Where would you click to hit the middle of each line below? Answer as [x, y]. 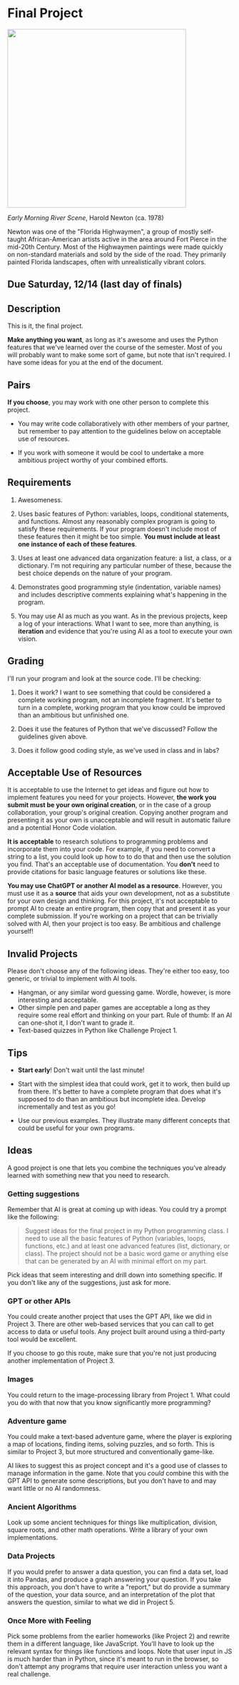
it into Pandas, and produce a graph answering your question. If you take [115, 1579]
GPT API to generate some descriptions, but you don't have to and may [112, 1481]
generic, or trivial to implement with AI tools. [72, 979]
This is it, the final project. [45, 326]
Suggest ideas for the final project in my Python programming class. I [127, 1231]
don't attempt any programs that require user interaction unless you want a [118, 1666]
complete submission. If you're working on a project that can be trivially [113, 916]
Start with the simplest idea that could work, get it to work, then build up [124, 1084]
